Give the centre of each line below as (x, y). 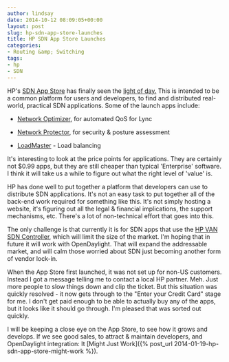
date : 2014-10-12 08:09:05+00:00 (55, 20)
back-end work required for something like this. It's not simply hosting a (109, 201)
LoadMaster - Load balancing (59, 145)
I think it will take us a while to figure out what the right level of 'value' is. (110, 173)
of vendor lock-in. (32, 258)
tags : (15, 58)
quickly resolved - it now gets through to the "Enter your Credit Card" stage (114, 294)
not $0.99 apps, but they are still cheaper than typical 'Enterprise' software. (115, 166)
